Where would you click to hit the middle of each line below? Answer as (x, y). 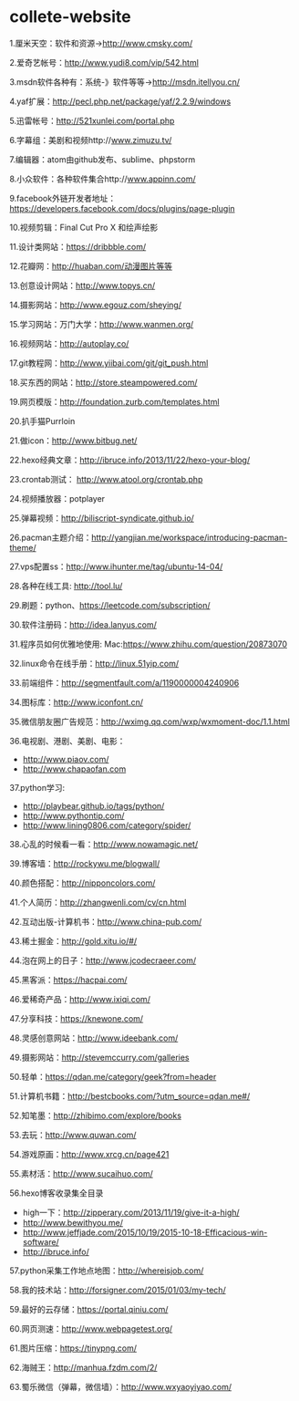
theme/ (23, 547)
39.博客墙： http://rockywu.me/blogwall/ (85, 863)
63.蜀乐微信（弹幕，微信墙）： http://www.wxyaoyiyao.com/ (121, 1386)
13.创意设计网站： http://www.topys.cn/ (82, 285)
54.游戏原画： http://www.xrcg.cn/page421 (89, 1154)
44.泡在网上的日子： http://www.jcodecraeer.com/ (103, 960)
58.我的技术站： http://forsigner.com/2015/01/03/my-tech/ (118, 1290)
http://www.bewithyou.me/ (73, 1222)
